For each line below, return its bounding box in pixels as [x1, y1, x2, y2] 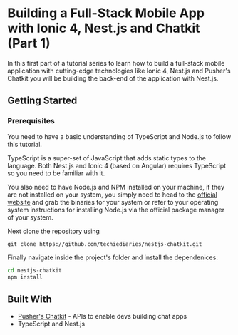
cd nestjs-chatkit [7, 267, 62, 274]
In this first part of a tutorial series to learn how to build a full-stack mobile [7, 58, 225, 67]
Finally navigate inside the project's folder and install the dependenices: [7, 253, 219, 262]
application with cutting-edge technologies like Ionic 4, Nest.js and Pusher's [7, 66, 231, 75]
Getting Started [7, 95, 78, 107]
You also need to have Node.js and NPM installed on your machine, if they [7, 182, 225, 191]
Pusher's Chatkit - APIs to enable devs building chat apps [17, 312, 187, 321]
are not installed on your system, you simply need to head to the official [7, 190, 217, 199]
